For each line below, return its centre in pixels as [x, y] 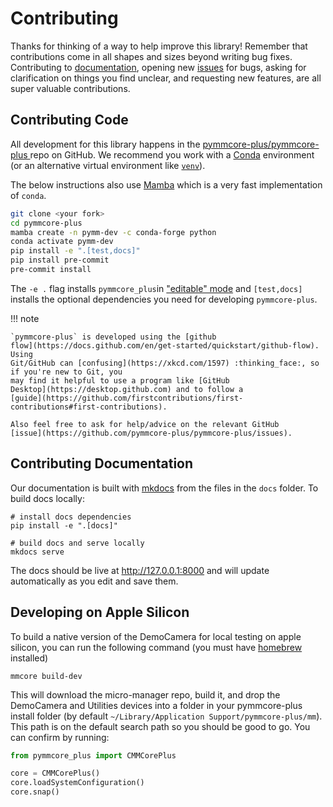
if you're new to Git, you [66, 372]
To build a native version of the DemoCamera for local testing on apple [156, 636]
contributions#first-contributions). [89, 407]
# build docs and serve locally [77, 543]
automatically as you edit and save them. [94, 581]
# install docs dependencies [71, 517]
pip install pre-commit [60, 260]
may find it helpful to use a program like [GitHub [120, 380]
